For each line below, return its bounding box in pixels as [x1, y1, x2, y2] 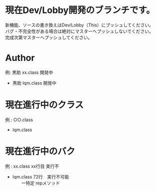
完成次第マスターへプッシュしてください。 [5, 34, 93, 40]
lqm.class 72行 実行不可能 [12, 174, 69, 180]
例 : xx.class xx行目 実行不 [5, 163, 59, 169]
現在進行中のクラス [5, 99, 84, 111]
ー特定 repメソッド [21, 180, 60, 186]
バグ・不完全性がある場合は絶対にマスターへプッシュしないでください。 [5, 28, 154, 34]
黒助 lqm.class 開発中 [12, 80, 56, 86]
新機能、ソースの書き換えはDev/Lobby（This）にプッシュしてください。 [5, 22, 154, 28]
